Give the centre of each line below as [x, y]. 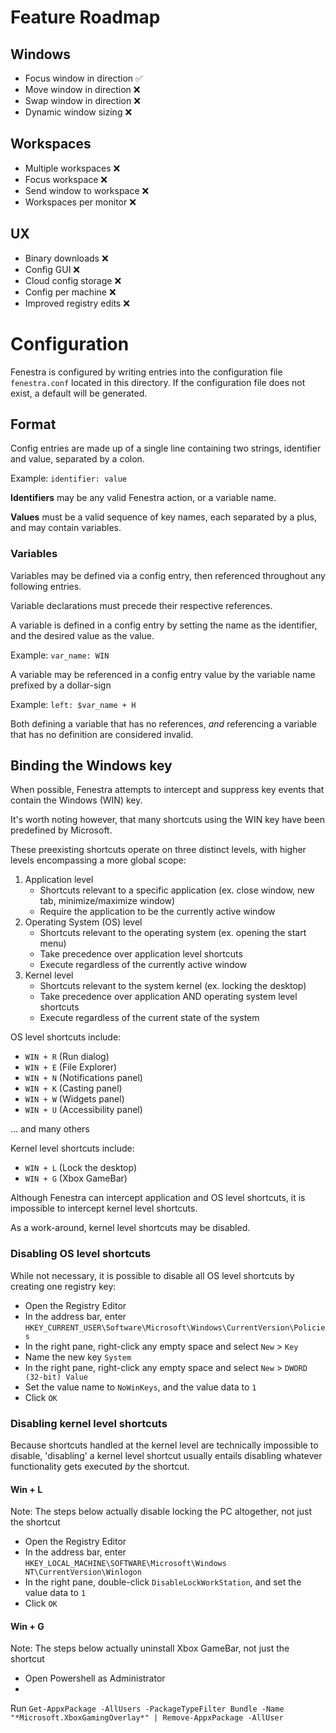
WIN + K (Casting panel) [73, 1088]
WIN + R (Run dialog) [67, 1057]
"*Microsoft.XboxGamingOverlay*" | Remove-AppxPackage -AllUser [147, 1718]
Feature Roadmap [85, 17]
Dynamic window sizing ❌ [78, 112]
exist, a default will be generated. [79, 393]
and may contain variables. [66, 528]
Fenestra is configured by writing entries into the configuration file [146, 372]
